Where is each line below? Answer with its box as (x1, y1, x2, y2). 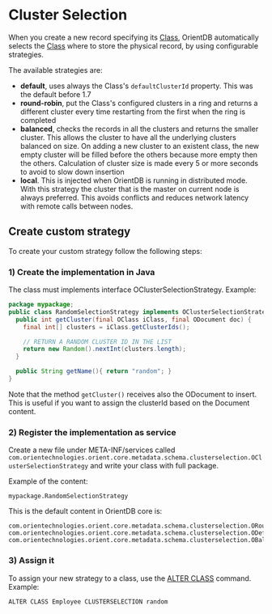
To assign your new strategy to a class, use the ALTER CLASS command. (8, 573, 252, 583)
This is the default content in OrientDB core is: (8, 506, 163, 516)
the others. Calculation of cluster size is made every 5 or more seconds (19, 158, 259, 167)
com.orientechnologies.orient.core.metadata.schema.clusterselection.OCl (8, 454, 263, 462)
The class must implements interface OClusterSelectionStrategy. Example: (8, 285, 257, 294)
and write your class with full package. (90, 461, 219, 471)
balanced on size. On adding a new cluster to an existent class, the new (19, 141, 260, 150)
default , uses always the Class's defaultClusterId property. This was (19, 81, 253, 91)
